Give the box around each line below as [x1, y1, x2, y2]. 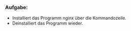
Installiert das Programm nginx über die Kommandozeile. [12, 15, 127, 21]
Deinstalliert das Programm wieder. [12, 20, 83, 26]
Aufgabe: [5, 4, 28, 11]
